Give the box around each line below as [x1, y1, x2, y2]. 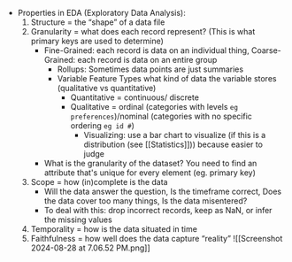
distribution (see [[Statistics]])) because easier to [83, 139, 264, 150]
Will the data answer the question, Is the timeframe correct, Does [43, 186, 281, 196]
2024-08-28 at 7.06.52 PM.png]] [30, 243, 150, 253]
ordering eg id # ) [70, 120, 134, 131]
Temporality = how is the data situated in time [30, 224, 197, 234]
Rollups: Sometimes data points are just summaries [57, 64, 244, 74]
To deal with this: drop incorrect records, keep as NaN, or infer [43, 205, 273, 215]
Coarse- [250, 45, 281, 56]
